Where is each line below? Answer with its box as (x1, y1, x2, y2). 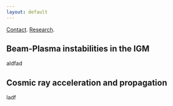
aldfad (6, 59, 23, 67)
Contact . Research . (6, 26, 55, 33)
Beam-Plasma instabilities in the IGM (6, 44, 150, 54)
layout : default (6, 9, 48, 15)
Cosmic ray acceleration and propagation (6, 77, 167, 88)
